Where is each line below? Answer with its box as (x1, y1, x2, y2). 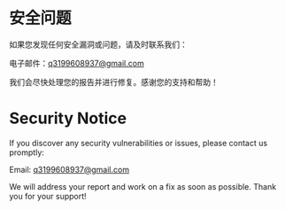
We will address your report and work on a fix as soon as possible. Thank (9, 181, 277, 191)
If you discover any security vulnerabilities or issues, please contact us (9, 137, 268, 148)
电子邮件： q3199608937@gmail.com (9, 58, 144, 68)
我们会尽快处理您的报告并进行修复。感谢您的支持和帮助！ (9, 76, 219, 87)
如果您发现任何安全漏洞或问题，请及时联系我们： (9, 39, 188, 50)
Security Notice (9, 108, 127, 128)
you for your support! (9, 191, 87, 201)
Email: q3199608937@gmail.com (9, 164, 130, 175)
